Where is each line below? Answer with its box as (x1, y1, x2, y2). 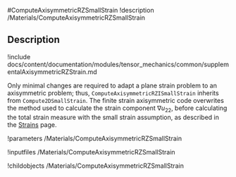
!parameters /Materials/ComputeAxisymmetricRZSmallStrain (7, 134, 182, 142)
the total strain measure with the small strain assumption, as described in (7, 113, 220, 121)
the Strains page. (7, 120, 58, 129)
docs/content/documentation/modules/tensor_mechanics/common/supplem (7, 60, 229, 68)
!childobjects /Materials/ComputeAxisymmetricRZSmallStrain (7, 161, 185, 170)
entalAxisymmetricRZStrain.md (7, 67, 97, 76)
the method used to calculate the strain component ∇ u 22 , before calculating (7, 104, 228, 114)
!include (7, 52, 31, 61)
